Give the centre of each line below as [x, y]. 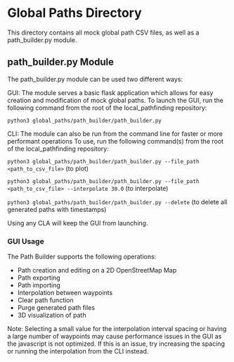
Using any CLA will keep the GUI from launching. [78, 223]
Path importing [39, 285]
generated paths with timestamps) [57, 209]
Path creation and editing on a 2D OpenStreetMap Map [97, 270]
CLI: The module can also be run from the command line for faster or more [115, 133]
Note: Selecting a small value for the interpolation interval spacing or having [117, 329]
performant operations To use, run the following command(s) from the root [115, 141]
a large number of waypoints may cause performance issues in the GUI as [115, 337]
